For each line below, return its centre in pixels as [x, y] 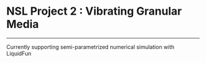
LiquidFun [19, 53]
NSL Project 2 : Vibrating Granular [94, 11]
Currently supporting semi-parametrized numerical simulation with [90, 46]
